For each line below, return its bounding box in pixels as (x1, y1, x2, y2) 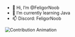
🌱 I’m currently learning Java (12, 10, 71, 16)
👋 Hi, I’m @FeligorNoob (12, 5, 60, 10)
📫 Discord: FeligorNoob (12, 15, 61, 21)
